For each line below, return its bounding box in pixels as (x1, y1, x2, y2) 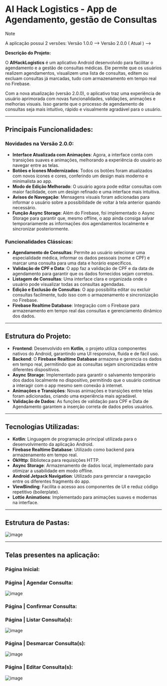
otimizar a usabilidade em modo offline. (12, 467, 93, 474)
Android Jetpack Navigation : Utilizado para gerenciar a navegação (12, 473, 151, 479)
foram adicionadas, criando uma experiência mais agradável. (12, 393, 138, 399)
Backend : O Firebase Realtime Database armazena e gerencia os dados (12, 356, 162, 362)
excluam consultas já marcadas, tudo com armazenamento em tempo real (5, 75, 157, 81)
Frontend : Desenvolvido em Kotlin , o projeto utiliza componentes (12, 345, 147, 351)
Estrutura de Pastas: (5, 518, 70, 527)
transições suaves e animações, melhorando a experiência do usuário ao (12, 157, 162, 163)
